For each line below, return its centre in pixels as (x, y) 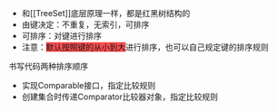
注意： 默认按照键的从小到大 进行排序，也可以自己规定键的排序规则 (145, 47)
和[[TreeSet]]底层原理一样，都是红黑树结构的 (106, 13)
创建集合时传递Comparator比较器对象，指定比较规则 (120, 97)
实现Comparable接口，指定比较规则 (89, 85)
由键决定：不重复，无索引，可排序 (85, 24)
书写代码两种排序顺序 (48, 66)
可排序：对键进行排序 (61, 36)
